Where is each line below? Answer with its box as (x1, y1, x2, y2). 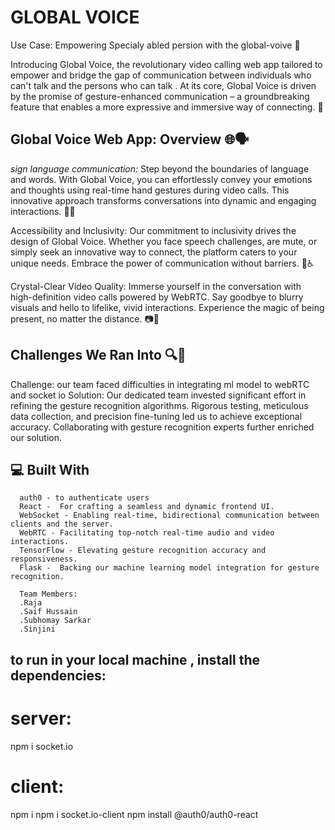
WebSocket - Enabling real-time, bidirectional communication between (19, 511, 320, 521)
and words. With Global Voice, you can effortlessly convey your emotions (10, 173, 313, 185)
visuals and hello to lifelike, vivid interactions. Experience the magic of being (10, 301, 325, 313)
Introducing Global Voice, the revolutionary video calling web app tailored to (10, 58, 323, 70)
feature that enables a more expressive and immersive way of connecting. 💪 (10, 101, 324, 113)
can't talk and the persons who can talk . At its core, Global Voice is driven (10, 79, 317, 91)
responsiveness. (10, 554, 78, 565)
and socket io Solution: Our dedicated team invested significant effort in (10, 389, 307, 401)
